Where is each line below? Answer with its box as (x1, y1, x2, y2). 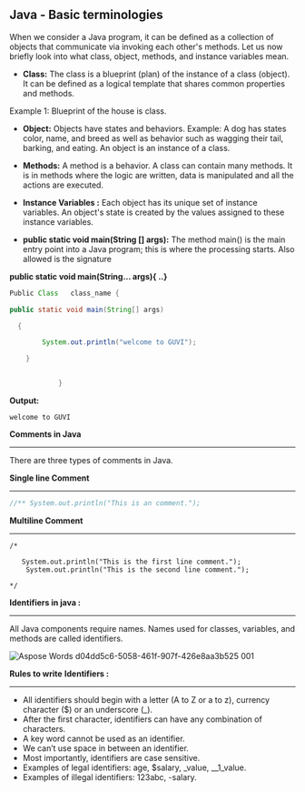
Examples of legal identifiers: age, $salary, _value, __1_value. (22, 762, 247, 773)
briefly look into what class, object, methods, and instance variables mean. (9, 50, 290, 62)
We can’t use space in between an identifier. (22, 742, 189, 754)
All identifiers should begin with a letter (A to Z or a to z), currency (22, 694, 271, 705)
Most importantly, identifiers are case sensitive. (22, 752, 201, 763)
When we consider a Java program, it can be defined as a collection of (9, 31, 274, 42)
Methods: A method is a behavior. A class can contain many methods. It (22, 159, 293, 171)
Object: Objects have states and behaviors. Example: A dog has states (22, 123, 287, 134)
